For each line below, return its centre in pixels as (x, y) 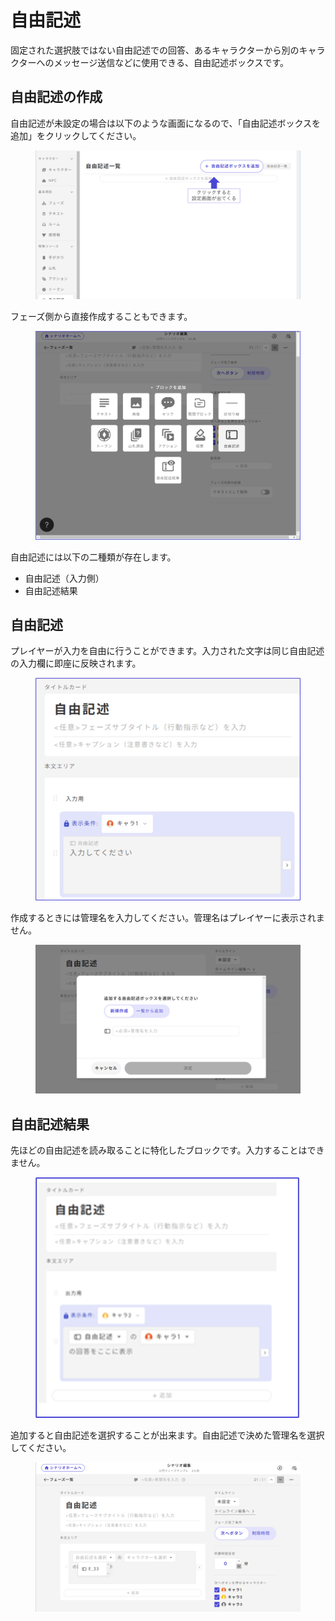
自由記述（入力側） (64, 578)
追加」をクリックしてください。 (76, 135)
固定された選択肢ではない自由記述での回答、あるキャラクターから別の (155, 50)
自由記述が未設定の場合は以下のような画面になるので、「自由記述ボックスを (166, 123)
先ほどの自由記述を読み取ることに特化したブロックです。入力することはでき (167, 1150)
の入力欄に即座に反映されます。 (76, 663)
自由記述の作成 (56, 97)
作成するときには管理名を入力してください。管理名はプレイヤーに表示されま (167, 917)
